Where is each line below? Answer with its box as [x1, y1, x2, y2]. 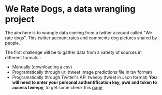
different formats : [5, 54, 41, 60]
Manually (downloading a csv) [12, 64, 73, 70]
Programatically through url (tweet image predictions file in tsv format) [12, 69, 152, 75]
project [5, 14, 35, 25]
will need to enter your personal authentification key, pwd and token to [12, 79, 157, 85]
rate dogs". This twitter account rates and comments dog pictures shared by [5, 35, 157, 41]
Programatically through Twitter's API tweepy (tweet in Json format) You [12, 74, 157, 80]
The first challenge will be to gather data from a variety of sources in [5, 49, 142, 55]
